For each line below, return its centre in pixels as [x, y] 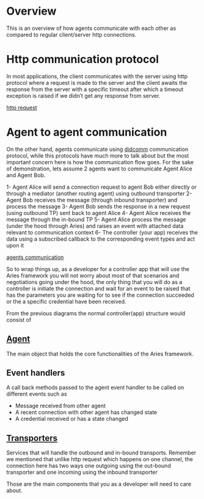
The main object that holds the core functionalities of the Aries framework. [100, 354]
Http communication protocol [83, 60]
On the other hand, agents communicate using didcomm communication [97, 149]
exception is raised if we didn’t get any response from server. [83, 95]
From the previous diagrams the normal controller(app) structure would [96, 313]
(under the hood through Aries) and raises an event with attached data [95, 226]
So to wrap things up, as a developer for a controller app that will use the [98, 269]
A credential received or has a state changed [71, 419]
